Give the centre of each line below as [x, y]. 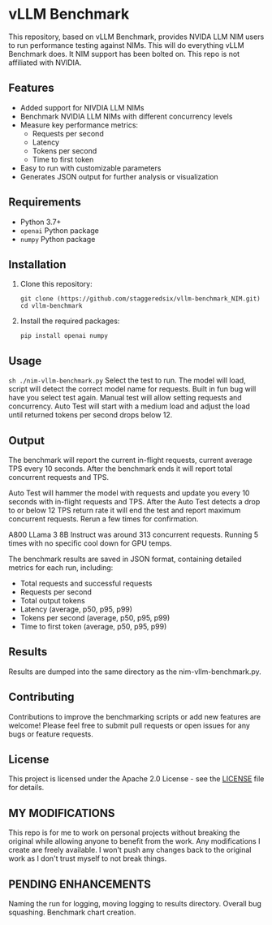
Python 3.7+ [41, 222]
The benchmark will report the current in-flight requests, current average [131, 460]
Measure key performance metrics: [79, 125]
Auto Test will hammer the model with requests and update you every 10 [129, 493]
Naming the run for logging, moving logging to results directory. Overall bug [135, 904]
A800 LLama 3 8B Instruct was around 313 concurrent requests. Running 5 [134, 534]
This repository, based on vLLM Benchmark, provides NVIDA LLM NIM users [136, 37]
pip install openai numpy [64, 336]
